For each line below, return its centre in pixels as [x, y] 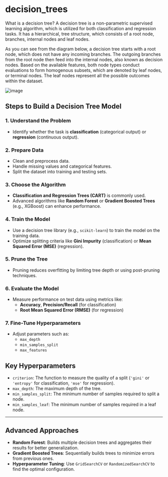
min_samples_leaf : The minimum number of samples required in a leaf [84, 405]
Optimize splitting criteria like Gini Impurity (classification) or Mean [82, 241]
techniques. [24, 275]
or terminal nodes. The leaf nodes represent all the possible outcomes [77, 75]
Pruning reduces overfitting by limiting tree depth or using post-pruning [86, 270]
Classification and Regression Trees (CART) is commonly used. [79, 196]
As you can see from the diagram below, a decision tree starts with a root [80, 49]
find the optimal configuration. [43, 469]
